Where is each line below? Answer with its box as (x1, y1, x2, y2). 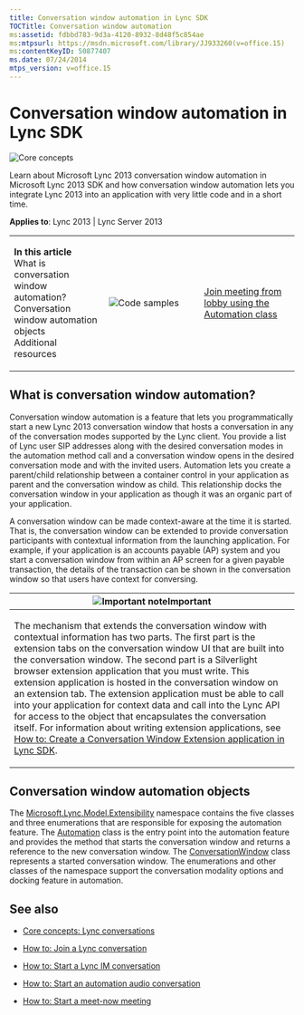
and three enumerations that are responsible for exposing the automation (9, 817, 282, 828)
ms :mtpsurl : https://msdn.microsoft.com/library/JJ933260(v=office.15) (9, 38, 285, 48)
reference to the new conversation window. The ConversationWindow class (9, 846, 291, 857)
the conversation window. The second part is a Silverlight (14, 653, 258, 666)
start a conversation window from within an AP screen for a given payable (9, 554, 285, 565)
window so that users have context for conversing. (9, 573, 199, 585)
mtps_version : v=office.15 (9, 64, 111, 73)
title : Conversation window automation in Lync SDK (9, 13, 208, 23)
